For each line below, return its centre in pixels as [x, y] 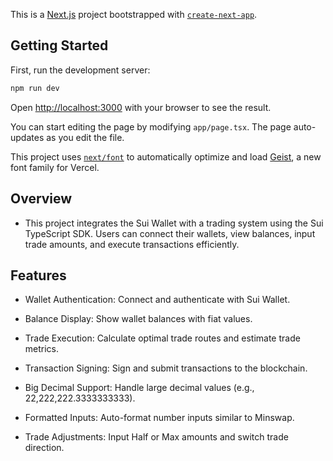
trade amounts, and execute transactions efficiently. [132, 244]
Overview [41, 199]
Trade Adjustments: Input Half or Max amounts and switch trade [156, 437]
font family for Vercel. [55, 167]
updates [27, 137]
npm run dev [35, 88]
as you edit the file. [85, 137]
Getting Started [59, 45]
